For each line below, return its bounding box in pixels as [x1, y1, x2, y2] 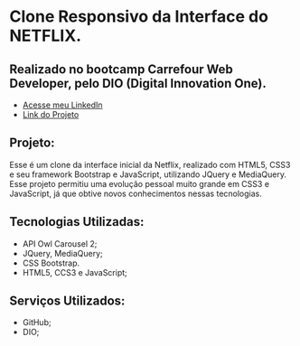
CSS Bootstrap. [22, 257, 80, 268]
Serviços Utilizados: [9, 294, 126, 309]
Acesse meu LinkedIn [22, 99, 103, 110]
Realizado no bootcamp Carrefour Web [9, 61, 233, 77]
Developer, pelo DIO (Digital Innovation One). [9, 75, 267, 91]
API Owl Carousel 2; [22, 238, 98, 249]
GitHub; [22, 317, 52, 328]
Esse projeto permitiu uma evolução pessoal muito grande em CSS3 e [9, 178, 269, 189]
